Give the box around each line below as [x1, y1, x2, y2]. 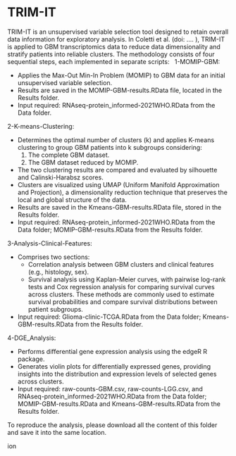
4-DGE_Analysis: [7, 334, 56, 342]
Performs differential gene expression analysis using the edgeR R [17, 347, 208, 355]
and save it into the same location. [7, 428, 107, 436]
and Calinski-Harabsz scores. [17, 173, 104, 182]
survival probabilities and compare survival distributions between [27, 297, 218, 306]
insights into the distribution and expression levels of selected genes [17, 369, 217, 378]
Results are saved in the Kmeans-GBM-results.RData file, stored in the [17, 203, 222, 211]
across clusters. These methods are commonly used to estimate [27, 290, 215, 298]
